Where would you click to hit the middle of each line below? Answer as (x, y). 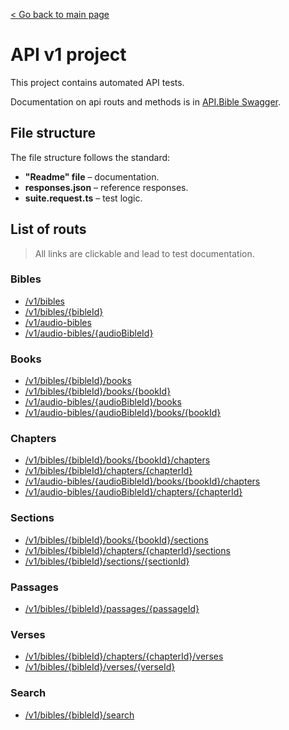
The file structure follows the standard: (90, 157)
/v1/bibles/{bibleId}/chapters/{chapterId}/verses (124, 656)
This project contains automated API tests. (97, 82)
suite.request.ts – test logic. (83, 198)
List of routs (48, 229)
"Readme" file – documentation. (92, 176)
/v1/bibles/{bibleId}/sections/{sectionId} (107, 561)
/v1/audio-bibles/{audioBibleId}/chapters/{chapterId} (133, 492)
